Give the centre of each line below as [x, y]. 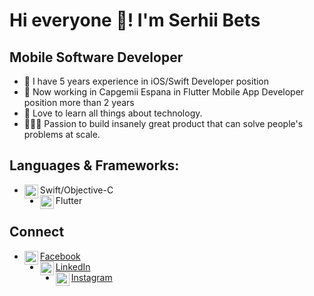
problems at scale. [62, 134]
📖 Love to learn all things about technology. [113, 113]
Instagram [91, 277]
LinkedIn [73, 266]
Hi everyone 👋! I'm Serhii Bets [135, 20]
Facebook [60, 256]
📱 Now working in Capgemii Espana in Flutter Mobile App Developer [164, 92]
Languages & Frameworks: [94, 165]
